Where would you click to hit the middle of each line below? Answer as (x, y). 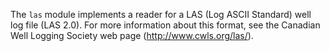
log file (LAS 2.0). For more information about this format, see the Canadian (165, 25)
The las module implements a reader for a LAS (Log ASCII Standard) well (161, 14)
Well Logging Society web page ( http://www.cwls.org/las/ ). (132, 35)
